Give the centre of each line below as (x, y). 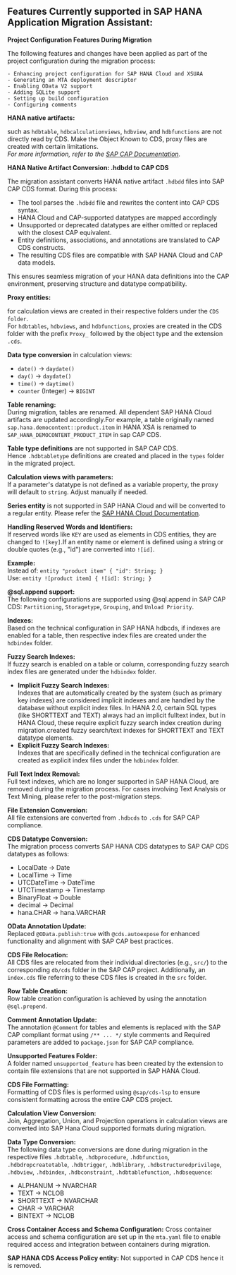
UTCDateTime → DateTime (56, 882)
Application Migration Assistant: (80, 23)
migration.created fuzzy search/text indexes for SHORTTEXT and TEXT (121, 730)
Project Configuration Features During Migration (80, 40)
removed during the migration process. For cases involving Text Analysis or (117, 789)
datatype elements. (45, 738)
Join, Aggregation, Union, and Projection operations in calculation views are (117, 1120)
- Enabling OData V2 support (50, 86)
